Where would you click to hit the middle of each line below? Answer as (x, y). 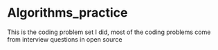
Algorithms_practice (67, 13)
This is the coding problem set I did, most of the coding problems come (109, 32)
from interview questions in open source (65, 39)
